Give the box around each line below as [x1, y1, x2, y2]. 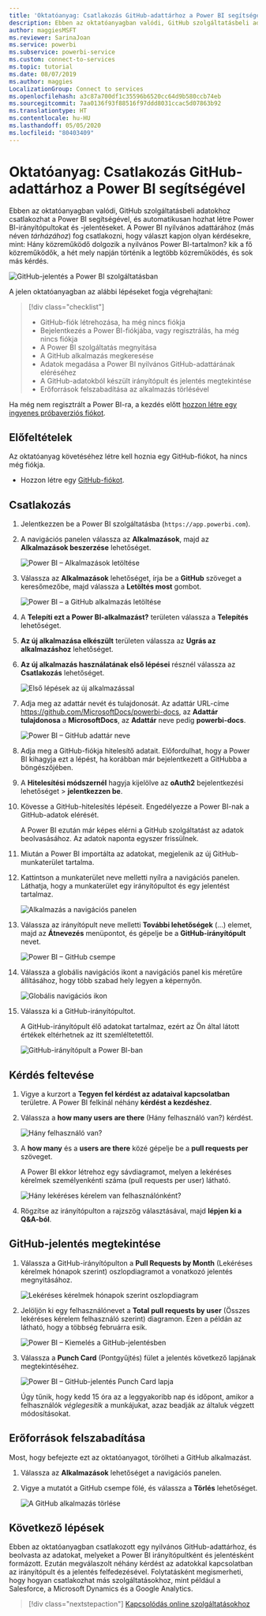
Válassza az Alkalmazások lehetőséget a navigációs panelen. [20, 1468, 222, 1477]
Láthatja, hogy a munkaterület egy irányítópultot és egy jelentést [20, 881, 230, 891]
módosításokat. [20, 1408, 71, 1418]
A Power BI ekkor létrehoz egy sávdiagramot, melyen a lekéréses [20, 1167, 232, 1176]
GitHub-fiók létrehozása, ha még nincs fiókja [39, 317, 186, 327]
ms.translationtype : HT [9, 107, 88, 115]
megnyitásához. [20, 1275, 73, 1285]
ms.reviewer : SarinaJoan [9, 33, 91, 42]
